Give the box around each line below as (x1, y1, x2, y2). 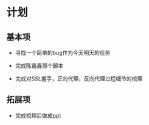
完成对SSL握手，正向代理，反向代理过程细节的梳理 (15, 75, 143, 82)
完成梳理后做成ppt (15, 112, 61, 119)
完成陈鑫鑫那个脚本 (15, 62, 64, 69)
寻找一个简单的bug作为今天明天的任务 (15, 49, 111, 56)
